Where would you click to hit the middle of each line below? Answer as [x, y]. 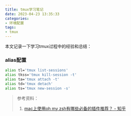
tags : [10, 28]
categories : [17, 18]
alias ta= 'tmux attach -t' [32, 80]
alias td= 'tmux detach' [29, 84]
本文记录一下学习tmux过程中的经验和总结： [48, 46]
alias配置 [16, 60]
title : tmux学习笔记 [24, 9]
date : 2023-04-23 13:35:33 [32, 14]
